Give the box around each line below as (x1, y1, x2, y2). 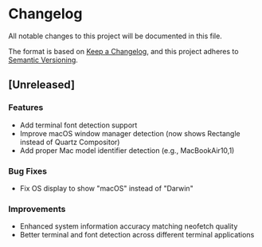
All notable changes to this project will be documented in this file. (8, 31, 223, 41)
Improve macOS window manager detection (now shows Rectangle (19, 128, 240, 138)
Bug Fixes (8, 165, 48, 176)
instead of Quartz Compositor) (19, 137, 120, 147)
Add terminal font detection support (19, 120, 138, 130)
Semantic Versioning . (8, 55, 78, 65)
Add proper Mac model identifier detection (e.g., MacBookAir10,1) (19, 145, 235, 155)
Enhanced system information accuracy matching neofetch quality (19, 222, 238, 231)
